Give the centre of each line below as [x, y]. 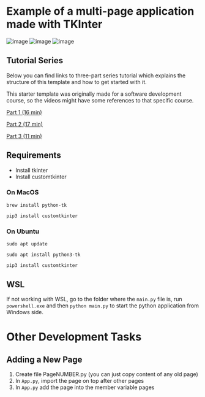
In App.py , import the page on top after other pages [80, 380]
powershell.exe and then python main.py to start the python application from [102, 306]
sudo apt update [27, 244]
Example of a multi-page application [100, 11]
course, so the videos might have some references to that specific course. [100, 100]
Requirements [34, 156]
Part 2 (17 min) [24, 124]
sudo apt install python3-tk [43, 255]
